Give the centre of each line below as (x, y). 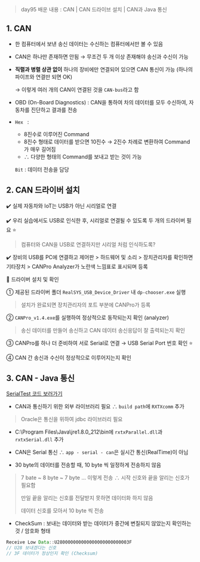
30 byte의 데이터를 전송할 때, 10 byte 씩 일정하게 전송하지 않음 (88, 465)
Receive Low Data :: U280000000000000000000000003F (69, 542)
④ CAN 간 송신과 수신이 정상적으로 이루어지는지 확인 (69, 357)
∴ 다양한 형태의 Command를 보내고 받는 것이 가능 (83, 157)
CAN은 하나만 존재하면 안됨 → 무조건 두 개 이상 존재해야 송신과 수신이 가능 (102, 56)
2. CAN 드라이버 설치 (43, 190)
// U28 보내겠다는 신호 (31, 548)
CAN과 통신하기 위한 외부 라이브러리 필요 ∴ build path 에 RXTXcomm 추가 (100, 407)
